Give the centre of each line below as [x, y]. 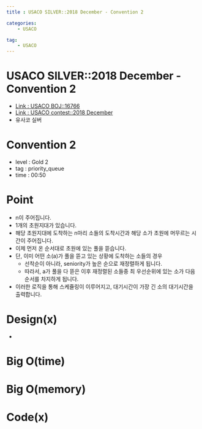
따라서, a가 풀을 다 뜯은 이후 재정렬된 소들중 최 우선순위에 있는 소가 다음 [110, 271]
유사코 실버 [28, 120]
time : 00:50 [30, 175]
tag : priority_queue [39, 168]
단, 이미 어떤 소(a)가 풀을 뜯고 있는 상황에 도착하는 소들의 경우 [89, 256]
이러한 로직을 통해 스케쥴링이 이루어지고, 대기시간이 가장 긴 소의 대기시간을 [104, 287]
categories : [21, 23]
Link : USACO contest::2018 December [64, 113]
